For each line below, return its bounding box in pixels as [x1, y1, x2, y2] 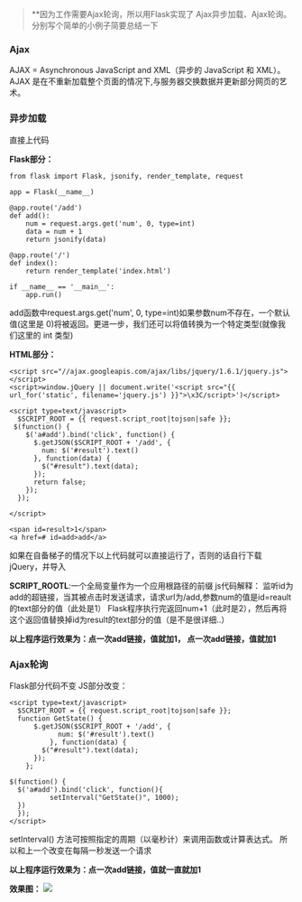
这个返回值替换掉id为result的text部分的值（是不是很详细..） [9, 614, 230, 625]
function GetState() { [17, 713, 103, 723]
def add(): [9, 211, 50, 220]
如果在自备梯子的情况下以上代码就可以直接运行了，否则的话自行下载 [9, 550, 262, 561]
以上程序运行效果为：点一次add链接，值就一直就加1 [9, 864, 201, 875]
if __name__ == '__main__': [9, 282, 115, 292]
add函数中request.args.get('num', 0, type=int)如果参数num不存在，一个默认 [9, 307, 290, 318]
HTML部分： [9, 349, 57, 359]
